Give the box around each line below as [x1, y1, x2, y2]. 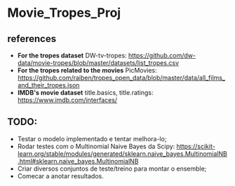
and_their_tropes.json [17, 81, 80, 89]
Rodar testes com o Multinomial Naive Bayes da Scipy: [17, 142, 175, 150]
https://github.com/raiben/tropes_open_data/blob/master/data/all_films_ [17, 73, 226, 82]
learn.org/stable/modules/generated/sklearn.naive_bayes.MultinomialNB [17, 149, 228, 158]
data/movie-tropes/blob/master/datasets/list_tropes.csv [17, 59, 180, 67]
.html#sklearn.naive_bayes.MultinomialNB [17, 157, 139, 165]
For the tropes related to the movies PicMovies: [17, 66, 158, 74]
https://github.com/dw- [128, 51, 196, 59]
